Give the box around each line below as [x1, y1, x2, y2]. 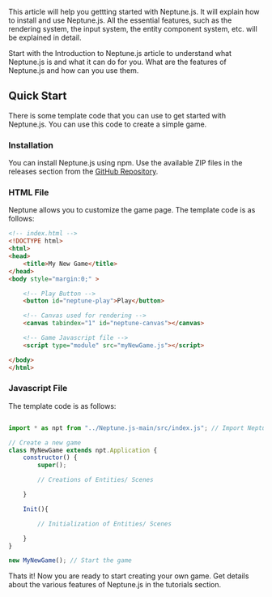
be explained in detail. [8, 32, 82, 42]
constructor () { [23, 453, 79, 462]
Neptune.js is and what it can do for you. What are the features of [8, 57, 227, 67]
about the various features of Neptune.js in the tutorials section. [8, 580, 222, 590]
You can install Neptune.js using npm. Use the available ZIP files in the [8, 158, 243, 168]
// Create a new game [8, 438, 82, 447]
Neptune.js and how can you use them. [8, 66, 139, 75]
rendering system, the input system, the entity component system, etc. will [8, 24, 257, 33]
